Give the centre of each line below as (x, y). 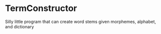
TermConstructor (41, 8)
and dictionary (20, 26)
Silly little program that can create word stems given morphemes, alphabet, (80, 22)
